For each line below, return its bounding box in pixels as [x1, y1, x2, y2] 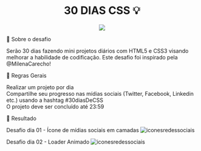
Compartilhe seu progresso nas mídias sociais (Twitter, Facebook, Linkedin [6, 90, 194, 97]
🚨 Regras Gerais [6, 72, 47, 79]
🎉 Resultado [6, 115, 36, 122]
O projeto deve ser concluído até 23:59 [6, 102, 104, 110]
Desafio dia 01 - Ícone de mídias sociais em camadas [6, 126, 140, 133]
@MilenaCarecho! [6, 60, 52, 67]
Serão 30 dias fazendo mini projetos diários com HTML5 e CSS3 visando [6, 47, 189, 55]
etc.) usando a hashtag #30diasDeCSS [6, 96, 104, 104]
